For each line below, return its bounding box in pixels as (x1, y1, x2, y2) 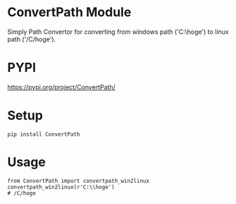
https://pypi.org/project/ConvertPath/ (7, 82, 116, 91)
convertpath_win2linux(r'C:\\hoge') (7, 184, 115, 191)
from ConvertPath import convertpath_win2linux (7, 177, 150, 184)
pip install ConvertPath (7, 131, 80, 138)
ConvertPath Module (7, 4, 132, 20)
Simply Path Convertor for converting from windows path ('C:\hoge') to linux (7, 27, 229, 36)
